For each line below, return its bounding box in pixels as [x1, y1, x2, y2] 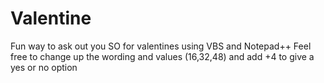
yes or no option [10, 61, 78, 73]
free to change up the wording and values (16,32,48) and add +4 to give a [10, 50, 315, 62]
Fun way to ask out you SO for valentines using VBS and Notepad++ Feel [10, 40, 312, 52]
